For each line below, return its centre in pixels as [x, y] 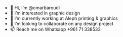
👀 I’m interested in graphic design [45, 13]
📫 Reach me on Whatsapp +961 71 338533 [55, 29]
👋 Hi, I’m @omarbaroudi [35, 8]
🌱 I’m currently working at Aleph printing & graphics [64, 18]
